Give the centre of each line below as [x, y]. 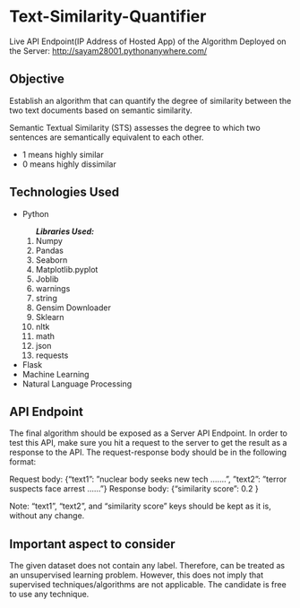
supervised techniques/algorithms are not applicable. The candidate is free [148, 585]
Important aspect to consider [92, 544]
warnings [53, 288]
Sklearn [50, 317]
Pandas [50, 250]
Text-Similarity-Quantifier [108, 17]
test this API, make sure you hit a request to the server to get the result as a [148, 443]
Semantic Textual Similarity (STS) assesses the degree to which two [135, 127]
